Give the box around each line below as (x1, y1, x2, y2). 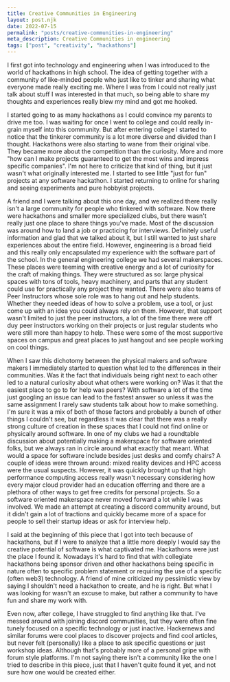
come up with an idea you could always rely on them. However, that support (7, 307, 222, 315)
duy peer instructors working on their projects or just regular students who (7, 321, 218, 329)
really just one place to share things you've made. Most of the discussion (7, 219, 214, 227)
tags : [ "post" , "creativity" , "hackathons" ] (7, 42, 137, 49)
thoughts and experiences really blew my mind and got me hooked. (7, 98, 198, 105)
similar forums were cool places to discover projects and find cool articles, (7, 632, 218, 639)
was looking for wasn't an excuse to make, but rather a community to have (7, 589, 218, 597)
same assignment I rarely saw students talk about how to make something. (7, 400, 218, 408)
